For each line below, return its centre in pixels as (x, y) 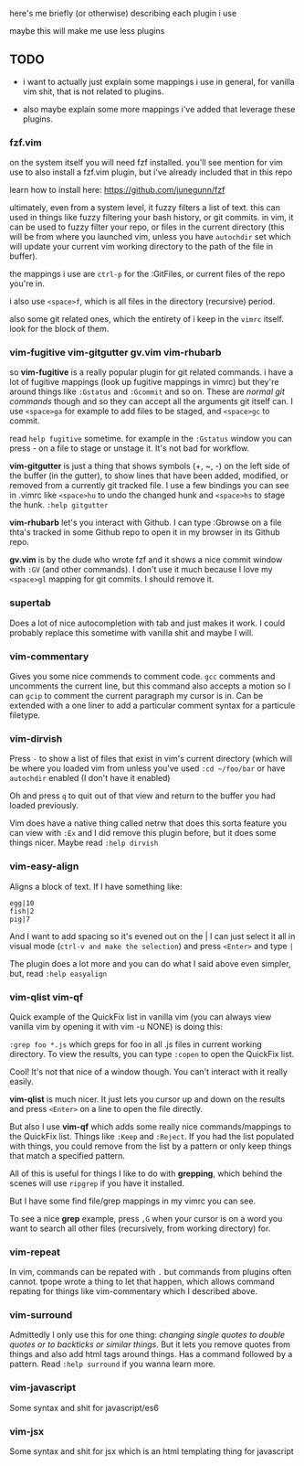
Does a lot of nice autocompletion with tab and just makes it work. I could (147, 623)
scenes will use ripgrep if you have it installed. (97, 1182)
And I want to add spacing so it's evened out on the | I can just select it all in (152, 936)
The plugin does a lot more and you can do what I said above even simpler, (150, 963)
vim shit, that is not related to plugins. (93, 91)
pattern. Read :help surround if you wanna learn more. (113, 1364)
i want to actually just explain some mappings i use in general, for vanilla (158, 81)
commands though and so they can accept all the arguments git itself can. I (152, 401)
